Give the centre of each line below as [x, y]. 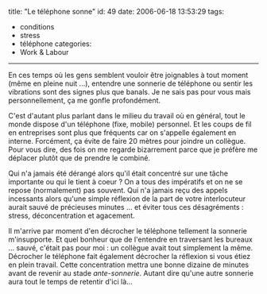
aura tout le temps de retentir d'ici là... [70, 282]
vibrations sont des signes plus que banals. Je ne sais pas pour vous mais [130, 92]
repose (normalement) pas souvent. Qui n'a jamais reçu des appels [118, 190]
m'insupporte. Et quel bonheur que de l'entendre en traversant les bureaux [130, 239]
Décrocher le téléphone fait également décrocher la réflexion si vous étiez [130, 256]
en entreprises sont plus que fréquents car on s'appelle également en [122, 133]
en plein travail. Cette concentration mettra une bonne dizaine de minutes [129, 265]
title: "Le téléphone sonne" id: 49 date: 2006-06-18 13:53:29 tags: [116, 12]
